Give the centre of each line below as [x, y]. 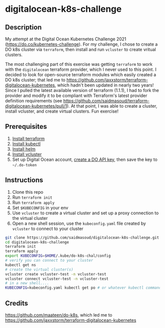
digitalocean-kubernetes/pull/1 [36, 106]
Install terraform [28, 138]
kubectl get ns [21, 265]
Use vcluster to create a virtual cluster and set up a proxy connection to [85, 213]
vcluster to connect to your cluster [48, 228]
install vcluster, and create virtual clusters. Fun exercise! [62, 111]
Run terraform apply [33, 202]
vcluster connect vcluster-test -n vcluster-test [57, 279]
